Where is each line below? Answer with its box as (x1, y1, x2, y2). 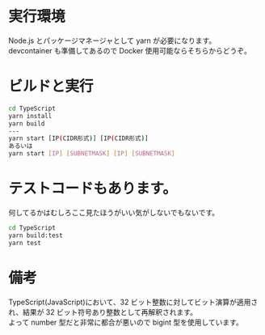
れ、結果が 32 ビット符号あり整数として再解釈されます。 (8, 307, 198, 316)
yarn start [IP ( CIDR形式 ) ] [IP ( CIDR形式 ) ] (8, 134, 149, 142)
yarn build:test (8, 231, 63, 240)
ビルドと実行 (8, 78, 95, 95)
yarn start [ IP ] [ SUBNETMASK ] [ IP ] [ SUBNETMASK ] (8, 150, 175, 158)
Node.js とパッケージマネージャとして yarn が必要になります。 (8, 36, 217, 45)
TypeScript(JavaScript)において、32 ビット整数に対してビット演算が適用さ (8, 297, 259, 307)
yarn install (8, 112, 53, 120)
